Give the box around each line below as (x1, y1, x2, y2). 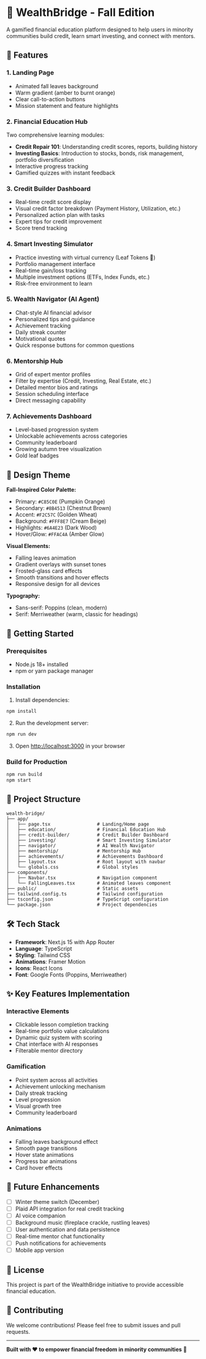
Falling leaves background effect (15, 1138, 98, 1145)
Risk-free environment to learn (15, 280, 93, 287)
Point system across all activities (15, 1076, 98, 1084)
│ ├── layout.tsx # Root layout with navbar (6, 858, 166, 865)
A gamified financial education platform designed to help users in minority (6, 26, 194, 33)
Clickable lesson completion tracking (15, 1021, 109, 1029)
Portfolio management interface (15, 260, 96, 267)
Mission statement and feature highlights (15, 102, 118, 109)
